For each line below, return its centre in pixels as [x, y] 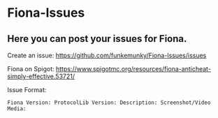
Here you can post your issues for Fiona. [97, 39]
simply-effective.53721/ [41, 76]
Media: [17, 109]
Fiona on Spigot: [31, 69]
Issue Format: [27, 90]
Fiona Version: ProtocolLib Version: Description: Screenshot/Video [109, 103]
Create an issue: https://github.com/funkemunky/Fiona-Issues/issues [107, 55]
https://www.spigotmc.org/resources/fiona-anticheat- [133, 69]
